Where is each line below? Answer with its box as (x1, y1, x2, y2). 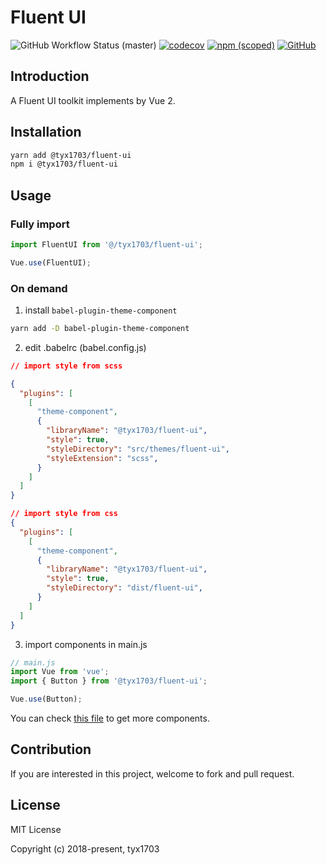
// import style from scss (10, 361, 123, 371)
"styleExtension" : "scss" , (46, 453, 159, 463)
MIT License (10, 823, 62, 835)
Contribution (10, 741, 92, 758)
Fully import (10, 217, 70, 231)
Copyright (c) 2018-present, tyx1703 (10, 842, 160, 855)
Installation (10, 124, 82, 141)
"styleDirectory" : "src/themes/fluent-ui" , (46, 444, 230, 454)
